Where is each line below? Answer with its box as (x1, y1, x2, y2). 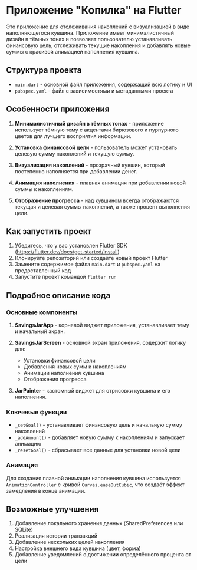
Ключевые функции (6, 408, 67, 416)
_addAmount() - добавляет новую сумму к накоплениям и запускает (14, 434, 185, 441)
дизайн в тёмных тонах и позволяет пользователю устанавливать (6, 35, 173, 42)
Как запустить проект (6, 226, 92, 236)
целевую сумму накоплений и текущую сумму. (14, 150, 134, 157)
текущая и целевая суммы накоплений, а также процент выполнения (14, 203, 191, 210)
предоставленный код (14, 267, 71, 274)
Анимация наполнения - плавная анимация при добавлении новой (14, 179, 186, 186)
